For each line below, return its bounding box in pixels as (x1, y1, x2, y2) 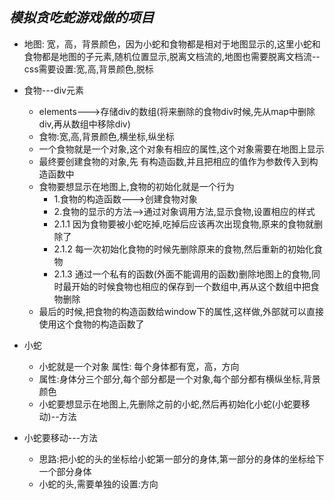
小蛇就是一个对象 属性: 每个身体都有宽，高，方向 (38, 360, 240, 372)
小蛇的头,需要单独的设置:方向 (38, 478, 159, 490)
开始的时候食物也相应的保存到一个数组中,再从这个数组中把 (71, 280, 311, 292)
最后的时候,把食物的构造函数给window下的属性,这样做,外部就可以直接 (38, 305, 324, 317)
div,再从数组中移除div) (38, 118, 131, 130)
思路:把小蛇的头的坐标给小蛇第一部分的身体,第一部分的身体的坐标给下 (38, 453, 325, 465)
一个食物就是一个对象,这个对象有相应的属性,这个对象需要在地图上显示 (38, 143, 325, 155)
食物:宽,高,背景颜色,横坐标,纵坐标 (38, 130, 175, 142)
